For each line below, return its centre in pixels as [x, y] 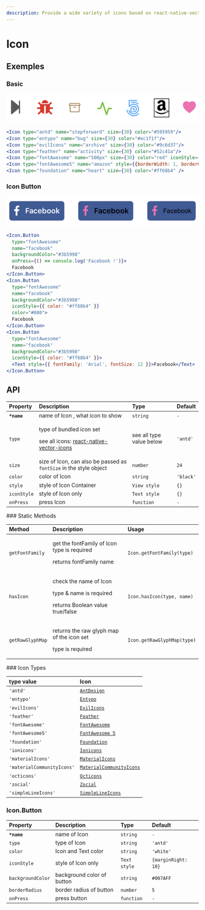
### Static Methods [31, 516]
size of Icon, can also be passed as [83, 462]
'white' [161, 852]
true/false [65, 611]
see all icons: [55, 441]
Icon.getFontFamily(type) [160, 553]
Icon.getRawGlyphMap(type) [162, 640]
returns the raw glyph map [86, 630]
